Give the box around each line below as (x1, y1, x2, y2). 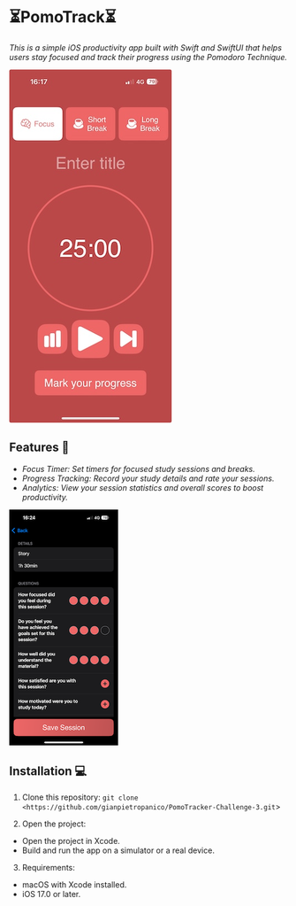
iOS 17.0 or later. (21, 888, 81, 899)
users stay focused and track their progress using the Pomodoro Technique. (9, 51, 287, 62)
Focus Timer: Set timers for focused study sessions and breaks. (21, 463, 255, 474)
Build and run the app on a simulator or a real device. (21, 845, 215, 856)
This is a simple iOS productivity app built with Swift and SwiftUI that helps (9, 42, 283, 53)
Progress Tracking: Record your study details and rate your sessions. (21, 473, 275, 484)
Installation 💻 (9, 763, 87, 779)
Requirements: (21, 862, 75, 872)
